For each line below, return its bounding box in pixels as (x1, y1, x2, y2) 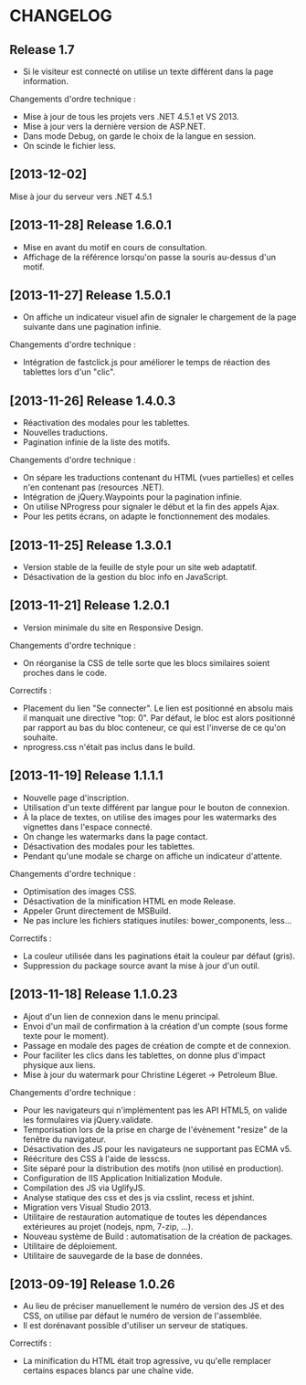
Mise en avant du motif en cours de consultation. (22, 241, 207, 252)
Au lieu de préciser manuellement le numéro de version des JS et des (22, 1301, 285, 1312)
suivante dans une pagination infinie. (22, 322, 162, 333)
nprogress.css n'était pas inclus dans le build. (22, 741, 195, 752)
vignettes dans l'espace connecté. (22, 821, 153, 832)
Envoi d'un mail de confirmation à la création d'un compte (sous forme (22, 1020, 289, 1031)
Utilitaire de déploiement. (22, 1240, 118, 1252)
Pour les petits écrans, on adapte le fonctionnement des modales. (22, 511, 271, 522)
